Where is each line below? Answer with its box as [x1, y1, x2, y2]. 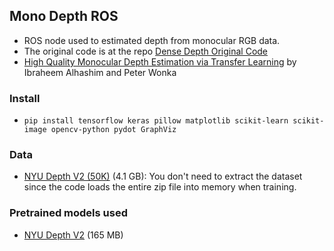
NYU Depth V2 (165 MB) [23, 229, 124, 241]
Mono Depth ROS [9, 8, 119, 25]
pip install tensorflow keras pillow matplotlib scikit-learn [23, 116, 289, 126]
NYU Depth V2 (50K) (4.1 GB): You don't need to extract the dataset [23, 170, 303, 183]
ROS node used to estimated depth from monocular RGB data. [23, 34, 281, 46]
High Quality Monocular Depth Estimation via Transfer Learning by [23, 55, 297, 68]
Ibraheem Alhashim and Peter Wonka [23, 66, 177, 78]
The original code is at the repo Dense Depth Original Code [23, 45, 269, 57]
